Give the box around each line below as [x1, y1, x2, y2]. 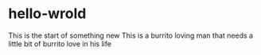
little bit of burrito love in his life [8, 38, 111, 48]
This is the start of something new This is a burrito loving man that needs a [8, 31, 253, 40]
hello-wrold [8, 5, 87, 23]
